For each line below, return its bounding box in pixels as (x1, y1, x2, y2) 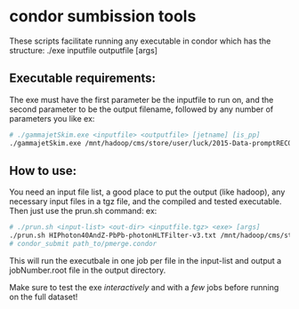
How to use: (9, 162, 77, 178)
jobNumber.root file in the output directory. (9, 265, 166, 275)
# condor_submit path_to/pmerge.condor (9, 240, 158, 249)
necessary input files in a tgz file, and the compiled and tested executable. (9, 196, 282, 207)
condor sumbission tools (9, 6, 197, 27)
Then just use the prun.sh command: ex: (9, 206, 158, 217)
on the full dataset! (9, 291, 78, 302)
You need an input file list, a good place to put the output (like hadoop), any (9, 186, 286, 197)
